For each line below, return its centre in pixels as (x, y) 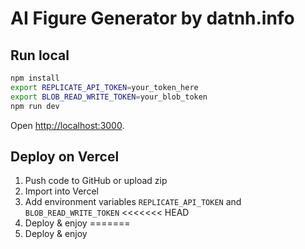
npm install (35, 78)
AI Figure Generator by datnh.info (152, 18)
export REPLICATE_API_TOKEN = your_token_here (104, 87)
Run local (40, 55)
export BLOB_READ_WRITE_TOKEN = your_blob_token (109, 97)
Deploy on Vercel (65, 156)
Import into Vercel (61, 191)
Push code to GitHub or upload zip (96, 181)
